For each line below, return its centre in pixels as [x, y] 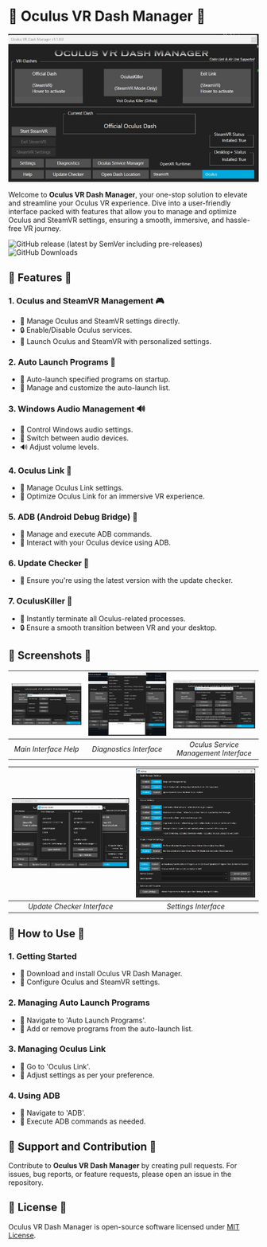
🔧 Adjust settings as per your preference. [87, 1075]
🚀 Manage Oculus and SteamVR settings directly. [100, 321]
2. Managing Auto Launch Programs [79, 1003]
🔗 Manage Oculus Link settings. [72, 487]
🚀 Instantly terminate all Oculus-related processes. [103, 618]
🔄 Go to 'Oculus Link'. [55, 1066]
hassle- [238, 220]
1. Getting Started [43, 956]
